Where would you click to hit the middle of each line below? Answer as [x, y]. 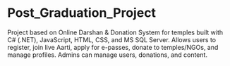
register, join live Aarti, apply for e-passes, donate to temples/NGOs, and [113, 47]
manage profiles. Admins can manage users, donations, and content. [108, 55]
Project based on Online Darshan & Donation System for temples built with [115, 32]
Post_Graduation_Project [82, 13]
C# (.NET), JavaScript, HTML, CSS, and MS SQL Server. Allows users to [112, 39]
